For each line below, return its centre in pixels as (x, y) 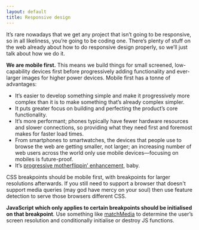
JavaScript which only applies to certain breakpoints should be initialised (99, 207)
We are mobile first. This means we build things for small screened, (90, 65)
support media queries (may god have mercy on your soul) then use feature (99, 189)
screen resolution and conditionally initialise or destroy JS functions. (90, 220)
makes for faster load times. (49, 134)
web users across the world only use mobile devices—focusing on (97, 152)
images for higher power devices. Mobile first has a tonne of (96, 78)
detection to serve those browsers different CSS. (66, 196)
